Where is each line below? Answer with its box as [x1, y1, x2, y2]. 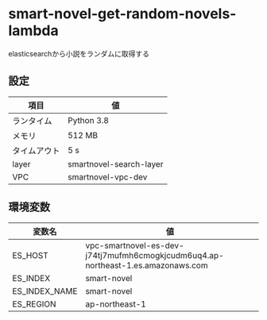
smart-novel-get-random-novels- [8, 5, 237, 23]
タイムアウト [12, 145, 60, 156]
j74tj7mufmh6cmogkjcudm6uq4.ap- [85, 249, 224, 260]
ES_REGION [12, 299, 57, 310]
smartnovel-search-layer [67, 158, 164, 169]
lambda [8, 21, 59, 40]
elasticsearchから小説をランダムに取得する [8, 48, 149, 58]
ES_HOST [12, 249, 49, 260]
